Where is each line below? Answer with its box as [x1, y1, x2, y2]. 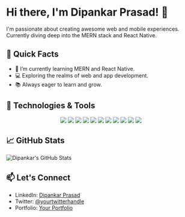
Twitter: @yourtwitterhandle [14, 198, 85, 205]
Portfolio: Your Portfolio [14, 204, 73, 212]
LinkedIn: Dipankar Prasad [14, 192, 80, 199]
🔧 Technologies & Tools [6, 100, 96, 111]
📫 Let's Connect [6, 173, 71, 183]
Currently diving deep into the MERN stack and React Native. [6, 31, 157, 38]
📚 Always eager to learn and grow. [14, 81, 102, 88]
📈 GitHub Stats [6, 135, 65, 145]
